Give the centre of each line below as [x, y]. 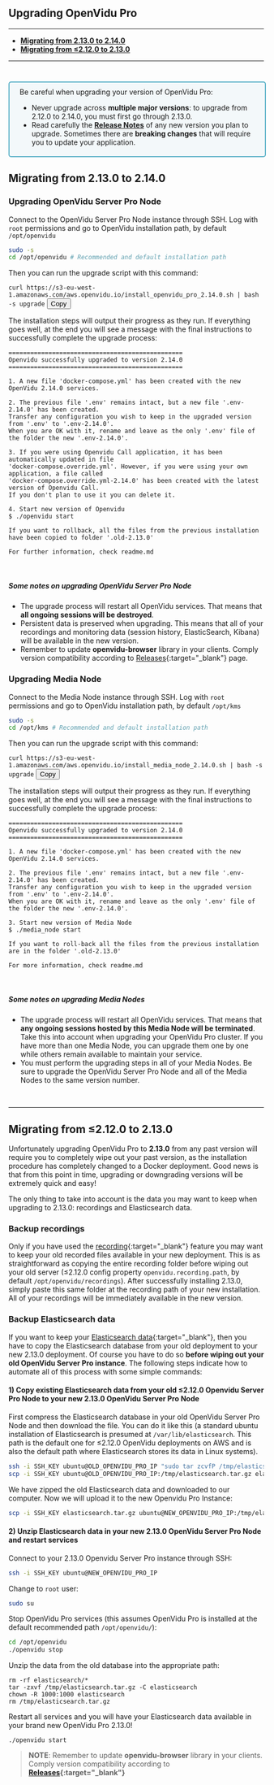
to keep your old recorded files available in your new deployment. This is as [135, 1255]
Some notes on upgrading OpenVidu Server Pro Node [100, 585]
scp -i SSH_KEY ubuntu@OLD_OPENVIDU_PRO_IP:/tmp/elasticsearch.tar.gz [130, 1474]
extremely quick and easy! [53, 1183]
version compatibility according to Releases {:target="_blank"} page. [134, 658]
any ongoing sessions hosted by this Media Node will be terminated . [137, 1028]
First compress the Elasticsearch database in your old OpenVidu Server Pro [134, 1417]
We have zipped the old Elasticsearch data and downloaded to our [119, 1489]
